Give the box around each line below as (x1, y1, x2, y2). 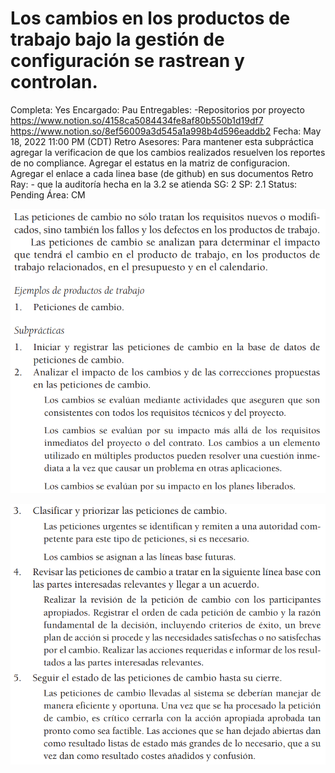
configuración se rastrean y (10, 50, 245, 72)
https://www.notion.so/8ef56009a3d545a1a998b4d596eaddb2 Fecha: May (10, 125, 322, 137)
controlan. (10, 71, 98, 94)
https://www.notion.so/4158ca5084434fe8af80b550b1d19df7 (10, 114, 264, 126)
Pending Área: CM (10, 188, 86, 201)
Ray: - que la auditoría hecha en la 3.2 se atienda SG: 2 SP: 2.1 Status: (10, 178, 298, 190)
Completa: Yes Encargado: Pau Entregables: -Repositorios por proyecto (10, 103, 305, 116)
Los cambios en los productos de (10, 7, 291, 30)
